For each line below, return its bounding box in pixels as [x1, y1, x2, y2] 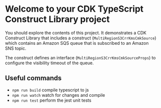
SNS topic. [5, 45, 27, 51]
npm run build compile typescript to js [12, 87, 89, 93]
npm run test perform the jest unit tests [12, 97, 91, 103]
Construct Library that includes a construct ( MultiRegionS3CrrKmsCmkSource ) [5, 35, 157, 41]
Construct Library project [5, 14, 110, 25]
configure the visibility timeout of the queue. [5, 60, 94, 66]
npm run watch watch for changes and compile [12, 92, 106, 98]
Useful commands [5, 74, 62, 82]
